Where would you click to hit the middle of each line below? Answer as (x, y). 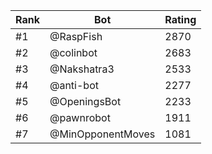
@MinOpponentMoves (102, 134)
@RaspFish (76, 36)
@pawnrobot (80, 117)
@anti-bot (74, 85)
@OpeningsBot (85, 101)
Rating (180, 19)
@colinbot (73, 52)
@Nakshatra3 (82, 69)
